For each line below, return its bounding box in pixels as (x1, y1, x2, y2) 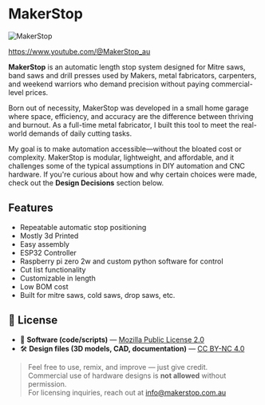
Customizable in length (19, 273, 96, 283)
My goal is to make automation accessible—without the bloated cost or (8, 144, 242, 153)
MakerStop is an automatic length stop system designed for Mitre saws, (8, 62, 246, 72)
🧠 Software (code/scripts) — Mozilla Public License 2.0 (19, 335, 205, 344)
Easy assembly (19, 239, 70, 248)
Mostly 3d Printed (19, 231, 79, 240)
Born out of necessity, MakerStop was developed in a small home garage (8, 103, 249, 113)
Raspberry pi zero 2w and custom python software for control (19, 256, 223, 266)
